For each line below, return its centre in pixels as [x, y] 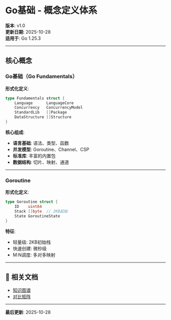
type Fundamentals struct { [35, 98]
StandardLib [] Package [41, 113]
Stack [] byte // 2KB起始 [41, 211]
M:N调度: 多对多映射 [34, 255]
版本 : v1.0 [15, 25]
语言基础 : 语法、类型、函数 [41, 143]
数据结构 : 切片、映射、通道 [41, 162]
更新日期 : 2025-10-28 [28, 32]
